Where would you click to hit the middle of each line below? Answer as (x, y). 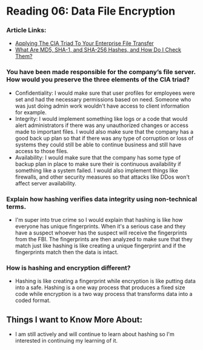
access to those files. (42, 151)
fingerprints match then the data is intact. (67, 252)
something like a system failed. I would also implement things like (97, 170)
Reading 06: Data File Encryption (91, 11)
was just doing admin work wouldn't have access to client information (102, 106)
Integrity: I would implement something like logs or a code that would (101, 118)
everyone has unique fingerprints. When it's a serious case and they (100, 227)
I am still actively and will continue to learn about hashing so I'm (95, 334)
